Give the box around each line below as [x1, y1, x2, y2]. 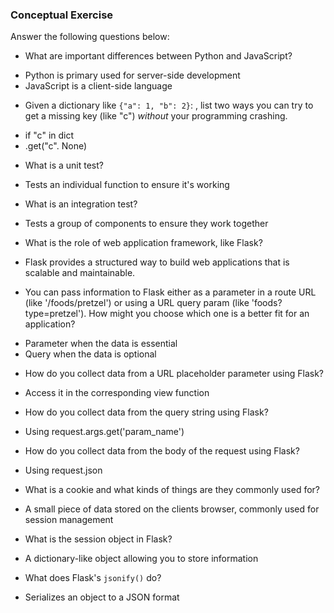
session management [24, 514, 114, 526]
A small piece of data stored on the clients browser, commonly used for [24, 503, 320, 515]
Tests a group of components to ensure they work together [24, 218, 269, 230]
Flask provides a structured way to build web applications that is [24, 256, 290, 268]
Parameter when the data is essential [24, 338, 178, 350]
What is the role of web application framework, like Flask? [24, 237, 263, 249]
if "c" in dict [24, 129, 75, 142]
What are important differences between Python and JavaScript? [24, 50, 293, 62]
